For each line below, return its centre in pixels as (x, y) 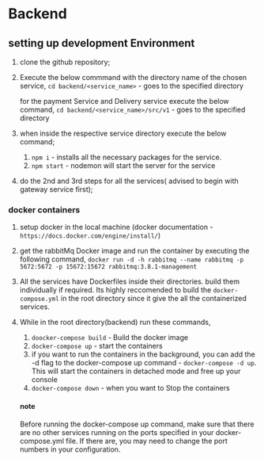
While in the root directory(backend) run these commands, (115, 323)
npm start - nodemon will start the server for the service (123, 166)
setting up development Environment (102, 43)
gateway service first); (56, 189)
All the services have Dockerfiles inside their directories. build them (129, 281)
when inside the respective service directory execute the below (123, 133)
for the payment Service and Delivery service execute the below (124, 101)
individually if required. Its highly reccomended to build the (115, 290)
